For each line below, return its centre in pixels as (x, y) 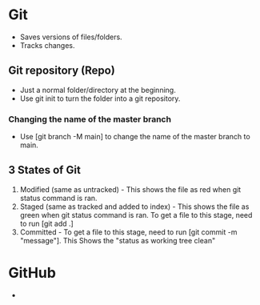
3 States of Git (45, 170)
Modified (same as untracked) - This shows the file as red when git (130, 189)
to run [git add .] (46, 223)
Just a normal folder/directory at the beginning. (98, 90)
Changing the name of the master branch (90, 119)
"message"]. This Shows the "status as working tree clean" (118, 240)
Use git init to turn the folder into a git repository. (100, 98)
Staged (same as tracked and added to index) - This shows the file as (134, 207)
